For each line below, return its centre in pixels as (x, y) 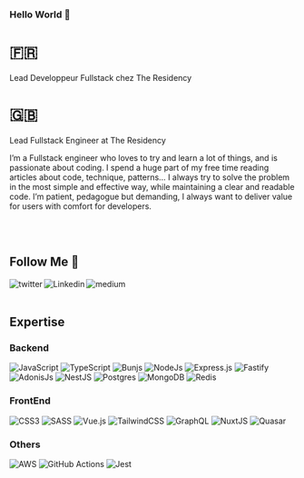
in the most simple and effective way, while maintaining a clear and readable (152, 186)
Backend (29, 347)
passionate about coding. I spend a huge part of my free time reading (139, 167)
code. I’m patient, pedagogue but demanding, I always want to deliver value (151, 196)
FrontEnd (30, 401)
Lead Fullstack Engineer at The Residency (88, 140)
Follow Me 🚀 (44, 262)
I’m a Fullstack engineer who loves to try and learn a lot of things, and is (144, 157)
